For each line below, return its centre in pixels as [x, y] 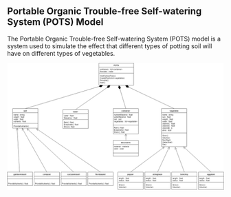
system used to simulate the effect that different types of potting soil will [110, 46]
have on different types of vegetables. [61, 53]
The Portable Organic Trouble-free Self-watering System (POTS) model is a [114, 39]
